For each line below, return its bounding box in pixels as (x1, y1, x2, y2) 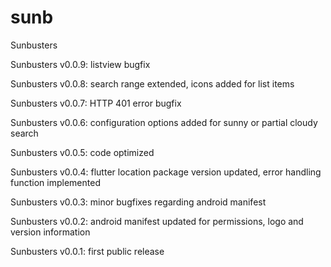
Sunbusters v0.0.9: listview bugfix (10, 58, 151, 70)
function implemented (10, 176, 101, 188)
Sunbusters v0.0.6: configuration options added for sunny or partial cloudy (10, 116, 318, 128)
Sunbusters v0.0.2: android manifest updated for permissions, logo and (10, 215, 304, 227)
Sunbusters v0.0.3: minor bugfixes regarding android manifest (10, 196, 267, 208)
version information (10, 226, 91, 238)
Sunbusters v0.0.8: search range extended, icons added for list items (10, 77, 295, 90)
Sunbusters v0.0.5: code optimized (10, 146, 155, 158)
